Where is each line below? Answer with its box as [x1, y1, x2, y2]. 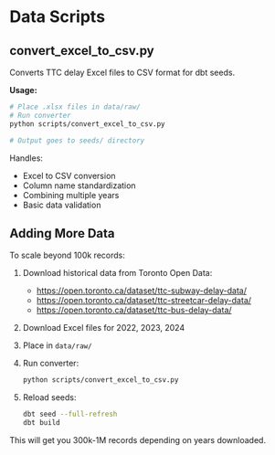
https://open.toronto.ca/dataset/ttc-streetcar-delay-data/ [36, 295, 252, 306]
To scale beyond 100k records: [9, 249, 125, 261]
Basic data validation [22, 199, 101, 210]
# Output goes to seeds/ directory [9, 135, 145, 145]
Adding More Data [9, 226, 115, 241]
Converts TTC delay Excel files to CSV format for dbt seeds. [9, 67, 236, 78]
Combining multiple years [22, 189, 120, 200]
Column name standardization [22, 180, 136, 191]
